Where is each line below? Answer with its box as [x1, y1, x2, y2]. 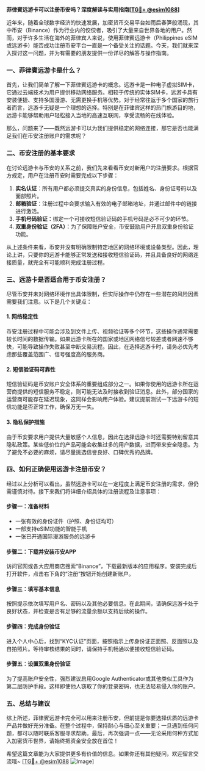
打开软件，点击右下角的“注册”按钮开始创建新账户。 [6, 570, 134, 578]
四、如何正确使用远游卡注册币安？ [6, 465, 107, 473]
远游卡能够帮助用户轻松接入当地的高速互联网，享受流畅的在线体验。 [6, 112, 178, 119]
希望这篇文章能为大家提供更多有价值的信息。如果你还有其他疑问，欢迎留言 [6, 750, 193, 758]
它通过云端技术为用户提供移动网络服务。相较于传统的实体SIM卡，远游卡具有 [6, 88, 198, 96]
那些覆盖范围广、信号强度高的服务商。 [11, 351, 108, 358]
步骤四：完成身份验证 [6, 623, 60, 630]
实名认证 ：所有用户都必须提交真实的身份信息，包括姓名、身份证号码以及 [15, 184, 197, 192]
